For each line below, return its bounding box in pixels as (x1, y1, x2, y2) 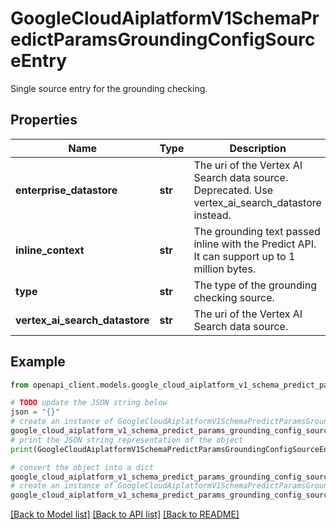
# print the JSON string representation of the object (10, 435, 244, 445)
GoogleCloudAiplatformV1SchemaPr (10, 7, 320, 30)
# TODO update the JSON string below (10, 398, 168, 408)
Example (10, 353, 66, 371)
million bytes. (193, 262, 257, 276)
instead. (193, 208, 232, 222)
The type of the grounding (193, 278, 317, 292)
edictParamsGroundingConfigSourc (10, 28, 316, 51)
